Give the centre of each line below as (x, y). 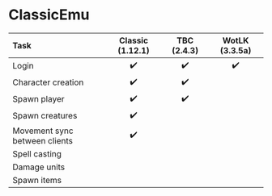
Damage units (39, 167)
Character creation (48, 82)
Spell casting (37, 153)
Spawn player (38, 99)
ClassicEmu (49, 15)
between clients (42, 140)
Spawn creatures (45, 116)
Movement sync (43, 131)
